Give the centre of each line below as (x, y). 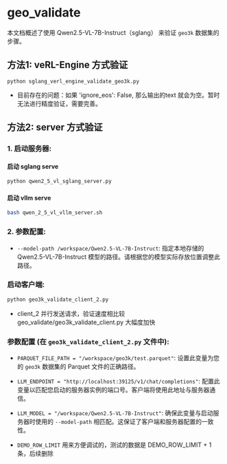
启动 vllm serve (29, 198)
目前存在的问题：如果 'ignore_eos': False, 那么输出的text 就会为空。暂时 (118, 95)
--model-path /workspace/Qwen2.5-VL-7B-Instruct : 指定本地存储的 (110, 248)
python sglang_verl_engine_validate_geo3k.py (73, 81)
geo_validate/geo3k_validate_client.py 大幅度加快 (86, 322)
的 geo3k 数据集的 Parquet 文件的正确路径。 (78, 366)
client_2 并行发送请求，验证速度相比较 (71, 313)
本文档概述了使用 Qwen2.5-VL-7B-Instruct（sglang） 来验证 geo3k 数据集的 (113, 32)
